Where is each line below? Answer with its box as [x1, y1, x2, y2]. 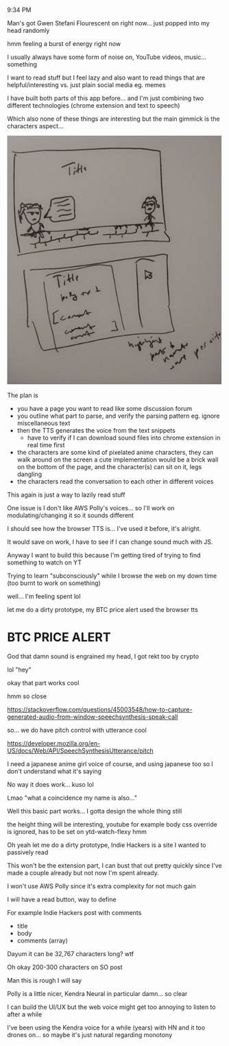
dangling [16, 470, 43, 478]
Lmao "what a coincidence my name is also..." [7, 794, 137, 802]
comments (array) [16, 936, 69, 944]
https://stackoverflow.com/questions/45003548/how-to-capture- [7, 705, 193, 713]
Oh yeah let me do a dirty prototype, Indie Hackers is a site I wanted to [7, 840, 206, 849]
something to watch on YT [7, 558, 82, 567]
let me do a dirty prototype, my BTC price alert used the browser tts [7, 606, 199, 613]
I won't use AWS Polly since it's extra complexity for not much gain [7, 881, 197, 890]
